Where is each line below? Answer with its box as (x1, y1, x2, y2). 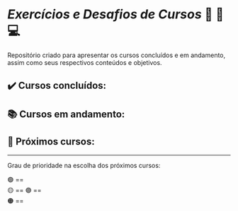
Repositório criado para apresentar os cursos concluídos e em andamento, (7, 51, 226, 59)
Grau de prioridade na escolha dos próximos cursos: (7, 161, 161, 169)
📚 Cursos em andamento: (7, 108, 125, 120)
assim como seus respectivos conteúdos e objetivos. (7, 58, 162, 66)
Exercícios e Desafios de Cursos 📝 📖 (7, 6, 225, 23)
